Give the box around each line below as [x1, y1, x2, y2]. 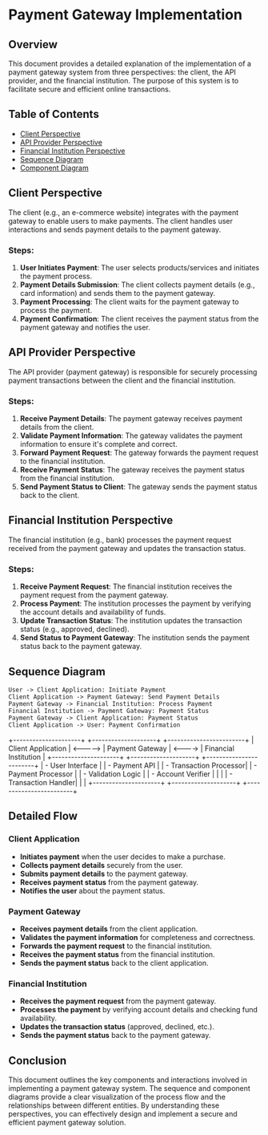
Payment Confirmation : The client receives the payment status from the [19, 314, 259, 323]
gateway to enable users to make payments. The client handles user [8, 216, 234, 225]
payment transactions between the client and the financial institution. [8, 375, 236, 385]
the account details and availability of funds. [19, 607, 166, 617]
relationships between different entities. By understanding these [8, 1101, 220, 1110]
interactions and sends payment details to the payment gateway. [8, 225, 222, 234]
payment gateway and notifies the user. [19, 322, 150, 332]
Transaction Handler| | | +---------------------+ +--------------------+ [8, 777, 242, 787]
